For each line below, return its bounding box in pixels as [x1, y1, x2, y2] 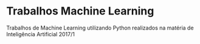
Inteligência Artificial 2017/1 [6, 30, 75, 37]
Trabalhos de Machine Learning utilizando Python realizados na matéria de [6, 24, 194, 31]
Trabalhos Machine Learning [6, 4, 154, 18]
